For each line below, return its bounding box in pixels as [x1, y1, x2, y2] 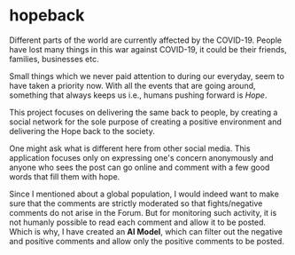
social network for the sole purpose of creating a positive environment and [9, 116, 282, 127]
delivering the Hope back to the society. [9, 125, 155, 136]
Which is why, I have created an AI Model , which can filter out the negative [9, 226, 283, 236]
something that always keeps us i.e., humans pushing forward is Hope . [9, 90, 268, 100]
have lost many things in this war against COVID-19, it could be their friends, [9, 44, 287, 54]
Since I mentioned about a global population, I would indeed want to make [9, 188, 279, 199]
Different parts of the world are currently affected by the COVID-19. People [9, 35, 282, 45]
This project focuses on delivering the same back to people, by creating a [9, 107, 278, 117]
